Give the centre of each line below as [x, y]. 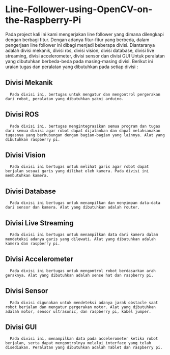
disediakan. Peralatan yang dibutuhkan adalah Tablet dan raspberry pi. [84, 348]
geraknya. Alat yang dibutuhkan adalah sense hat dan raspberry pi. [79, 275]
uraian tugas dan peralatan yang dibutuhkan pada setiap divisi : [72, 67]
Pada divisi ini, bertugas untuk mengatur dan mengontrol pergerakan [85, 94]
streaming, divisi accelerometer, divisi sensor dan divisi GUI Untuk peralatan [85, 56]
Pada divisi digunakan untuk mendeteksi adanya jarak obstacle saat [84, 303]
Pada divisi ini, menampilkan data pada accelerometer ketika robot [84, 339]
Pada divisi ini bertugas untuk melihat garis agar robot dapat [79, 167]
